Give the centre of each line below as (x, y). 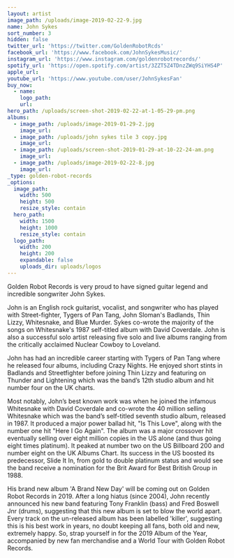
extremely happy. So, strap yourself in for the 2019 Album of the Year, (108, 533)
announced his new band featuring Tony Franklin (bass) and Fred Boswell (113, 504)
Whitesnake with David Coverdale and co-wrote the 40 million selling (107, 408)
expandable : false (46, 260)
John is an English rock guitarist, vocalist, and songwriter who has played (113, 307)
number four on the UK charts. (51, 387)
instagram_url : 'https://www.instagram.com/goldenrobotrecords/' (104, 59)
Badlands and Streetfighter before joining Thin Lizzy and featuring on (107, 372)
